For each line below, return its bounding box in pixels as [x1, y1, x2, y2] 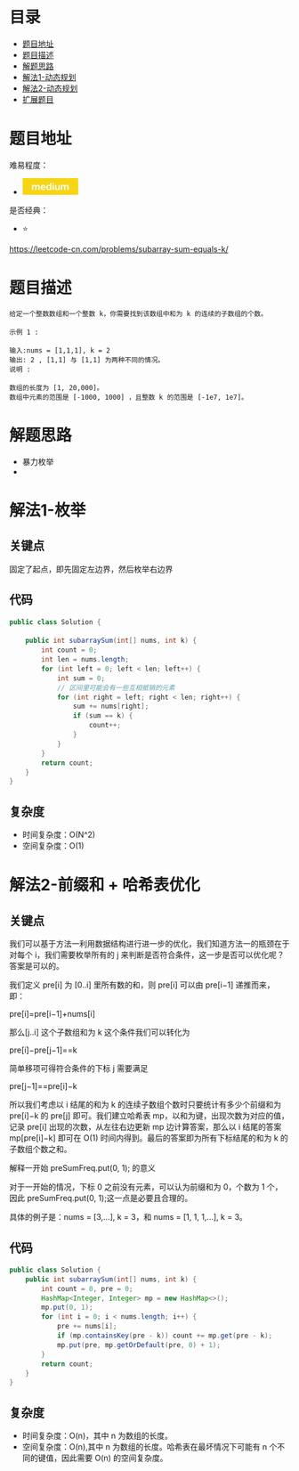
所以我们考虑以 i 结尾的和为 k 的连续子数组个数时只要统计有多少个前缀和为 [9, 1100, 282, 1110]
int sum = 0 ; [56, 673, 105, 683]
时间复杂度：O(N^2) [21, 829, 96, 841]
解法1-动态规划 [21, 71, 77, 82]
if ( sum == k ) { [72, 711, 133, 720]
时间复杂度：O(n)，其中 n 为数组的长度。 [21, 1430, 174, 1442]
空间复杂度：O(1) [21, 841, 85, 851]
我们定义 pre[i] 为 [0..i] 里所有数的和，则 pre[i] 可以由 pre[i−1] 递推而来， [9, 979, 275, 990]
